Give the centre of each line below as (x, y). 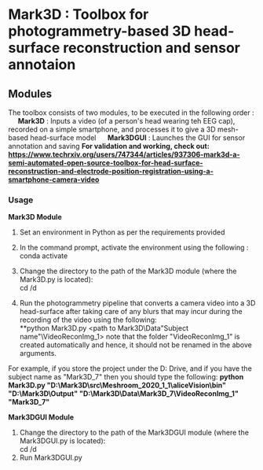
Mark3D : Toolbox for (79, 15)
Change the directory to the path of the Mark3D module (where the (128, 271)
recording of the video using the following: (88, 320)
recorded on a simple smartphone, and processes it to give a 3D (112, 129)
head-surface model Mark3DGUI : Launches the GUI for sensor (138, 138)
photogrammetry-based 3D (100, 31)
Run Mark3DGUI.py (51, 457)
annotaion (42, 65)
